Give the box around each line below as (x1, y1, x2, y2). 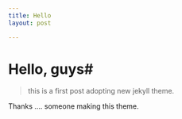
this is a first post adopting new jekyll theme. (27, 86, 175, 96)
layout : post (8, 19, 52, 27)
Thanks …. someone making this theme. (8, 102, 139, 111)
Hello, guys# (8, 60, 94, 78)
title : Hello (8, 11, 52, 20)
